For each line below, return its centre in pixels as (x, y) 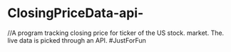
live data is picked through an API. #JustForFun (77, 40)
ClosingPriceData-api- (76, 13)
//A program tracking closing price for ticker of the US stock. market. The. (116, 33)
